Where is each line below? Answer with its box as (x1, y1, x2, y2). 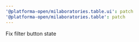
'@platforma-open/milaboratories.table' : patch (5, 14, 126, 20)
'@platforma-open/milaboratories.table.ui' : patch (5, 8, 134, 15)
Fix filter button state (5, 30, 57, 37)
